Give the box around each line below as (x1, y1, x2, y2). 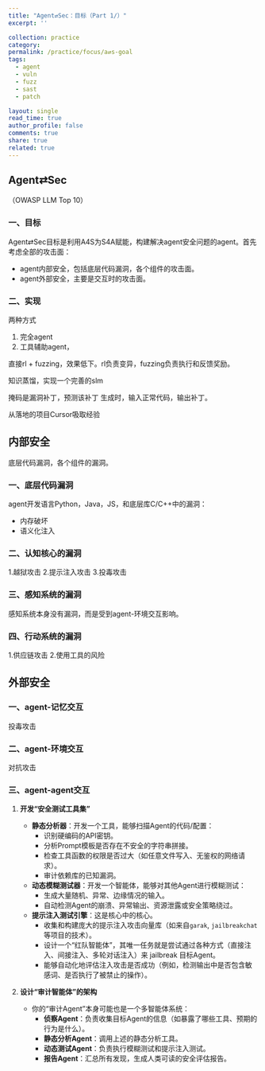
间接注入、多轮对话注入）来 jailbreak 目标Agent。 (57, 950, 221, 960)
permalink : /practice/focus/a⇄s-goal (8, 49, 133, 56)
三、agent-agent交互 (8, 785, 90, 796)
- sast (15, 85, 37, 93)
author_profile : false (8, 122, 83, 130)
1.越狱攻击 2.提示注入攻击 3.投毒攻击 (8, 567, 127, 577)
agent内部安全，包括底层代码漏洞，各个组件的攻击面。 (19, 263, 199, 273)
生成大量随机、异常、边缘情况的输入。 (43, 890, 169, 900)
